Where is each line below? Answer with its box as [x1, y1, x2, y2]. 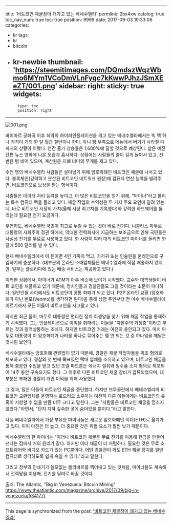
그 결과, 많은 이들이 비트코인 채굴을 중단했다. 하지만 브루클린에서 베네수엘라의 [5, 386, 160, 393]
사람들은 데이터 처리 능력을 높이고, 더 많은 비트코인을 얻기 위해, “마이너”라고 [5, 192, 157, 199]
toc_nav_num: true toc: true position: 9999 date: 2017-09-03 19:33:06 [5, 16, 153, 23]
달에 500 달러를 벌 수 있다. [5, 242, 59, 248]
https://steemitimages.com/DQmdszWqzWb [15, 66, 162, 74]
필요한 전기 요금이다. [18, 211, 60, 218]
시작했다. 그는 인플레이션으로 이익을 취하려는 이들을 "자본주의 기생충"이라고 [10, 319, 161, 326]
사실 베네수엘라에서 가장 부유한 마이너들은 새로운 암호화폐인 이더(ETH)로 [5, 416, 150, 422]
